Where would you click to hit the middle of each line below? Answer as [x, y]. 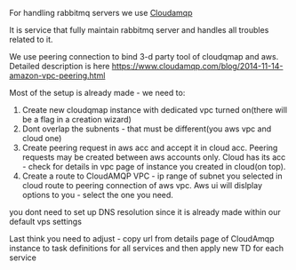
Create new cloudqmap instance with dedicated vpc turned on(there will [154, 110]
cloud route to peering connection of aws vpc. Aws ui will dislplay [142, 185]
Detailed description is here [60, 66]
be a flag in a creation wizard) [76, 119]
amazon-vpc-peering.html [57, 75]
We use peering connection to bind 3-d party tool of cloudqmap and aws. [144, 56]
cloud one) [42, 138]
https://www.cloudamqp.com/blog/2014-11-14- [197, 66]
